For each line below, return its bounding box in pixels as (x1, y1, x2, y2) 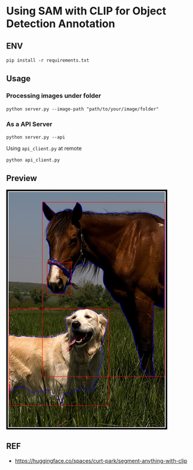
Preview (6, 173, 38, 183)
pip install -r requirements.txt (6, 58, 90, 64)
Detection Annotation (6, 17, 115, 31)
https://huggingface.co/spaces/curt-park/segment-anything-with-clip (14, 457, 188, 464)
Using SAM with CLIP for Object (6, 4, 166, 18)
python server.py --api (6, 134, 66, 140)
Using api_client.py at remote (6, 144, 82, 152)
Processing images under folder (6, 92, 102, 100)
